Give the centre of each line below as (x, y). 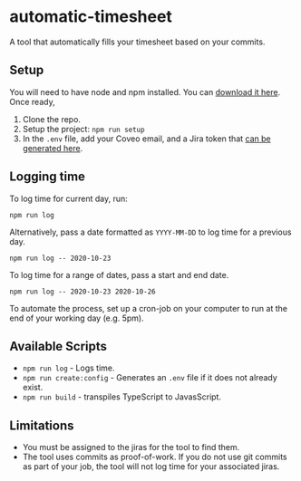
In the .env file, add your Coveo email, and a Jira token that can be (146, 139)
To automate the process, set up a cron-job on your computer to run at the (149, 308)
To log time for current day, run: (69, 198)
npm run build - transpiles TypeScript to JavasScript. (122, 397)
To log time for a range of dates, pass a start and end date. (119, 274)
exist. (33, 388)
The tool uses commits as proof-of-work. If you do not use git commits (155, 457)
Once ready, (33, 101)
